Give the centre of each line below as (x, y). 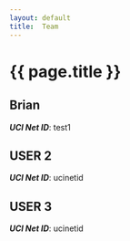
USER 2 (30, 156)
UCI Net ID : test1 (40, 127)
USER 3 (31, 206)
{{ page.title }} (65, 72)
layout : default (40, 18)
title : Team (34, 26)
